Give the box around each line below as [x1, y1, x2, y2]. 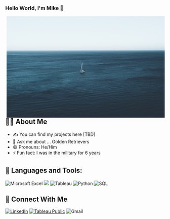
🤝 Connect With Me [5, 195, 68, 203]
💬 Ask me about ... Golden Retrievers [12, 138, 90, 144]
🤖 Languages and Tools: [5, 166, 82, 175]
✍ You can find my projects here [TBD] [12, 131, 96, 137]
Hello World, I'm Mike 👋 [5, 5, 64, 12]
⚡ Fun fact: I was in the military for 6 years [12, 150, 101, 156]
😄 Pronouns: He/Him [12, 144, 57, 150]
